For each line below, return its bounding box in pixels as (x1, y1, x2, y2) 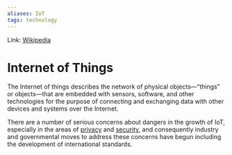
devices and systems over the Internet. (7, 104, 119, 113)
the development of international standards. (7, 140, 133, 149)
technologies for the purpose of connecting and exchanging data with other (7, 98, 224, 106)
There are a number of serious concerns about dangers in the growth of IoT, (7, 118, 226, 127)
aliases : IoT (7, 10, 45, 17)
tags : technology (7, 17, 58, 24)
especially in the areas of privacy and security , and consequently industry (7, 125, 219, 134)
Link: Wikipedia (7, 35, 51, 44)
